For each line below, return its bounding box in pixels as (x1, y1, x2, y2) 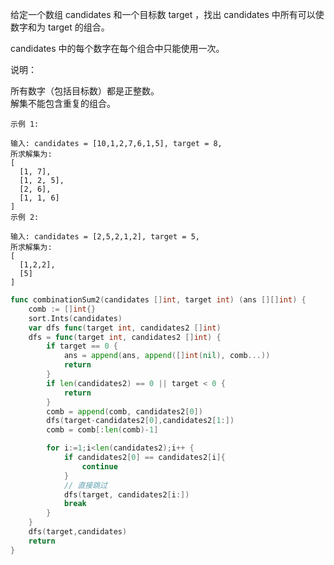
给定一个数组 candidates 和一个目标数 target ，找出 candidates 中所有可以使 (10, 9, 325, 20)
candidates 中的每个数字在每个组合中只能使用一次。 (10, 43, 225, 54)
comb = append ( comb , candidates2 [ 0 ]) (46, 406, 203, 417)
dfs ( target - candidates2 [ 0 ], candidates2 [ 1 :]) (46, 416, 235, 426)
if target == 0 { (46, 341, 118, 352)
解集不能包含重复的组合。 (10, 98, 116, 109)
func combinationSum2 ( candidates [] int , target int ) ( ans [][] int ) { (10, 295, 307, 305)
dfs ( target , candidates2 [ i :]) (63, 489, 190, 500)
